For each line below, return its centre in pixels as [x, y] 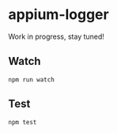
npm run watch [32, 80]
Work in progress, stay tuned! [57, 36]
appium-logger [58, 15]
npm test [23, 122]
